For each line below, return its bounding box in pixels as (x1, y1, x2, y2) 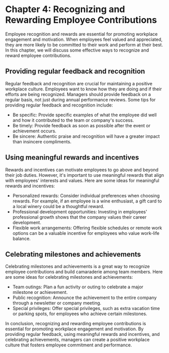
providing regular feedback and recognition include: (5, 102, 114, 108)
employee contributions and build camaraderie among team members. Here (5, 269, 163, 275)
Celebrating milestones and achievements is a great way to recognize (5, 264, 150, 270)
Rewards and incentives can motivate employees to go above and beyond (5, 167, 159, 173)
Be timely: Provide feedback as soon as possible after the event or (12, 122, 151, 128)
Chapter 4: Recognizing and (5, 4, 125, 15)
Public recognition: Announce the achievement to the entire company (12, 294, 157, 301)
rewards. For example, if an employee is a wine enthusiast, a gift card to (12, 198, 162, 204)
